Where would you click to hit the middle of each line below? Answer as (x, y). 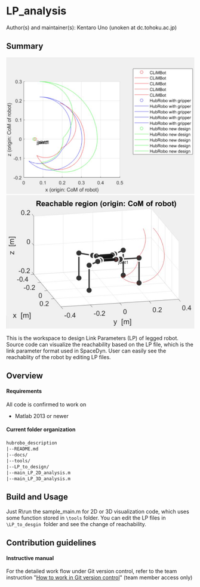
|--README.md (22, 449)
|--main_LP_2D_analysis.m (38, 472)
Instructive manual (30, 558)
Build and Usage (37, 497)
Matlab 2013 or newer (41, 416)
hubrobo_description (32, 443)
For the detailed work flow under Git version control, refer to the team (92, 571)
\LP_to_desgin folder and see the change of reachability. (76, 524)
